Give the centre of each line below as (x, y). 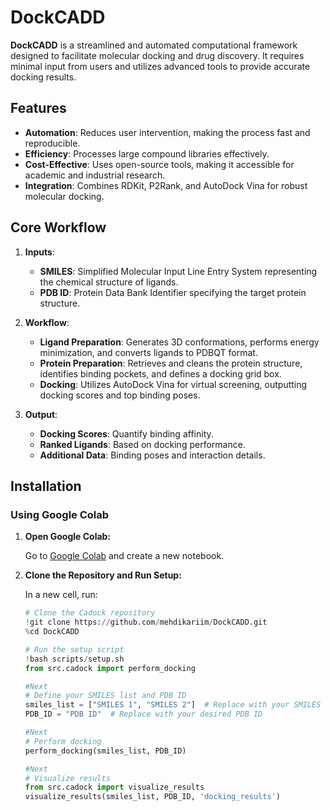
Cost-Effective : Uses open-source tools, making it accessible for (159, 164)
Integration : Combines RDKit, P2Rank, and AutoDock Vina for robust (166, 185)
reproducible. (52, 143)
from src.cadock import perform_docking (110, 668)
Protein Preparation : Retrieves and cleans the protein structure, (171, 363)
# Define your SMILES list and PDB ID (105, 696)
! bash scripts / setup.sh (74, 659)
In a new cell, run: (61, 595)
